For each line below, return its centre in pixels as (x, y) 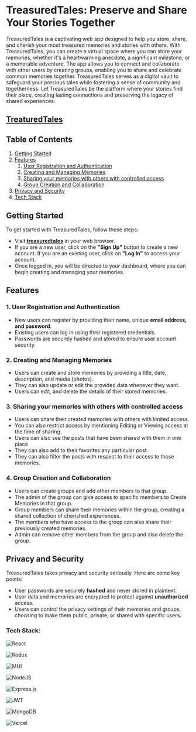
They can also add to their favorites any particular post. (81, 450)
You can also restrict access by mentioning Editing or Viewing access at (101, 426)
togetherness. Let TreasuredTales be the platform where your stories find (94, 88)
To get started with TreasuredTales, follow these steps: (72, 230)
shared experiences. (31, 101)
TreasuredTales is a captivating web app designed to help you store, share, (97, 39)
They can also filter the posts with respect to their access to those (94, 457)
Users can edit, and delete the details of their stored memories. (91, 391)
